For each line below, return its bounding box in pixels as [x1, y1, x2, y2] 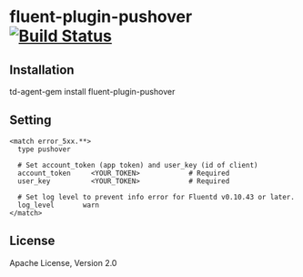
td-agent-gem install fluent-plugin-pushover [9, 87, 176, 97]
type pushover [17, 144, 71, 154]
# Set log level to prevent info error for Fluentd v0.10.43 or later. [17, 192, 296, 201]
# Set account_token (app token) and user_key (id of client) [17, 160, 258, 169]
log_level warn [17, 200, 100, 210]
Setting [9, 112, 52, 128]
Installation [9, 62, 75, 77]
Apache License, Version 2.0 [9, 257, 117, 268]
